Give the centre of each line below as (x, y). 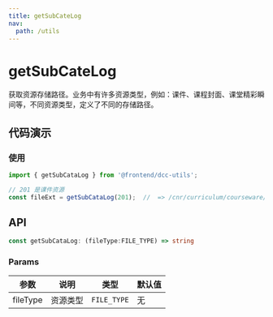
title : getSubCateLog (45, 16)
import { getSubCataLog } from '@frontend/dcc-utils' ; (103, 175)
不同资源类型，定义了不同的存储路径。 (94, 105)
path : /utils (38, 31)
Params (24, 262)
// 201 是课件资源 (37, 190)
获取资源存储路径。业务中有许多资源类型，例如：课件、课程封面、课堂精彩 (133, 95)
